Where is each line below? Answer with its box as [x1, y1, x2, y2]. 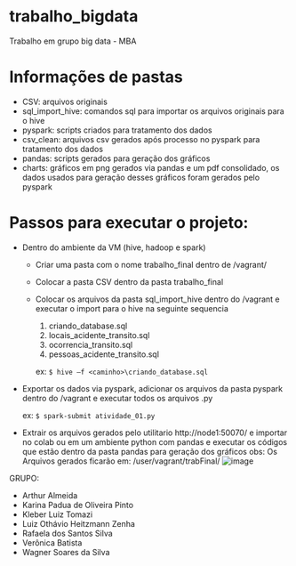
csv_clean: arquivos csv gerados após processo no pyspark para [21, 133, 260, 144]
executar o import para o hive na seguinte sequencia [35, 303, 228, 313]
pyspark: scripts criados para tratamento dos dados [21, 125, 212, 135]
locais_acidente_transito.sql [48, 329, 150, 340]
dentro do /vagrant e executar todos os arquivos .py [21, 392, 213, 403]
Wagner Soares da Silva [21, 546, 110, 557]
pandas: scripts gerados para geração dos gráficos [21, 153, 211, 164]
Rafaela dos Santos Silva [21, 528, 113, 538]
